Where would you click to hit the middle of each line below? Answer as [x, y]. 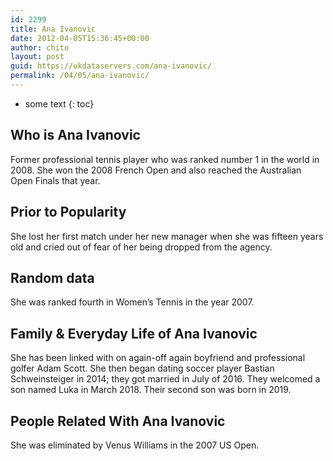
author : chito [40, 47]
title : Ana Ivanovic [53, 29]
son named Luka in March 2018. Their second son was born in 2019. [151, 390]
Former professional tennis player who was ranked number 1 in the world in [165, 159]
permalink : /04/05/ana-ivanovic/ [80, 76]
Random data [52, 277]
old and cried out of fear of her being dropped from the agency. [141, 247]
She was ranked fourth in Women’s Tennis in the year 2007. [132, 302]
